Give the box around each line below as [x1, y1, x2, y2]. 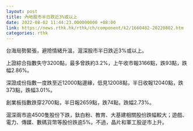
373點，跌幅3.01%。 [6, 87, 56, 94]
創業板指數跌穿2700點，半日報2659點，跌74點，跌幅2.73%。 [6, 99, 155, 106]
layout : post [6, 8, 38, 15]
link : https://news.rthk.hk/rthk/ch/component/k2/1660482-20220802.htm [6, 25, 184, 31]
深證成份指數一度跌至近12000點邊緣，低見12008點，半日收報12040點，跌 [6, 80, 184, 87]
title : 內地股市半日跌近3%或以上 [6, 14, 78, 20]
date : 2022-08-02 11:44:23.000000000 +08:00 [6, 19, 116, 25]
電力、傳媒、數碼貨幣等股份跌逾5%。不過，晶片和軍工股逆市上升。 [6, 119, 168, 126]
